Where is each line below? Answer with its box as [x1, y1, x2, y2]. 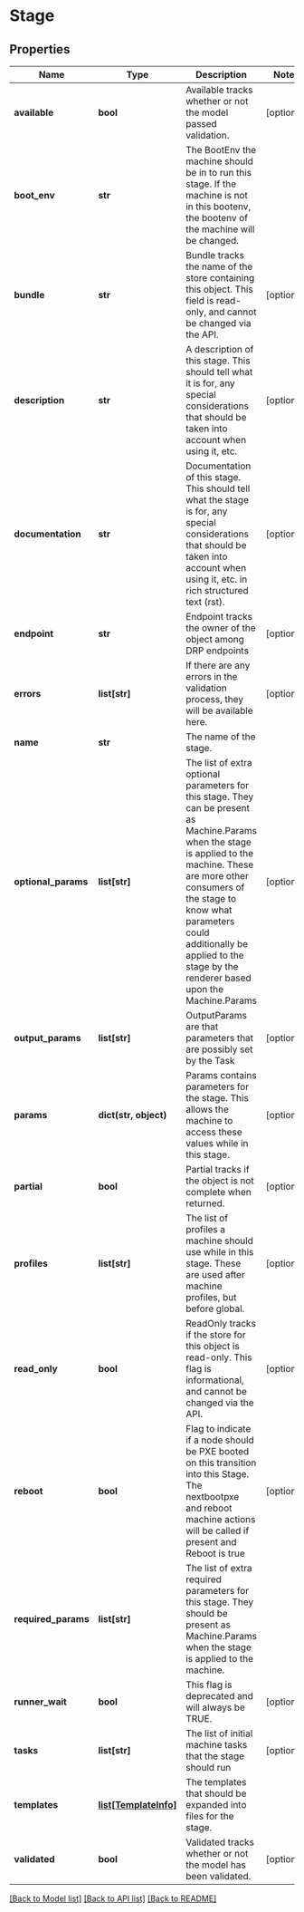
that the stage [185, 1750, 245, 1762]
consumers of [185, 881, 245, 893]
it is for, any [185, 377, 235, 390]
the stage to [185, 893, 237, 904]
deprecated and [185, 1690, 253, 1702]
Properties [9, 42, 71, 57]
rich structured [185, 584, 249, 596]
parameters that [185, 1032, 254, 1044]
